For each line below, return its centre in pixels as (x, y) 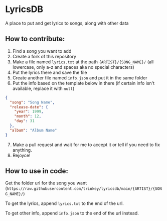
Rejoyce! (22, 155)
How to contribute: (35, 39)
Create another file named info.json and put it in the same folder (80, 78)
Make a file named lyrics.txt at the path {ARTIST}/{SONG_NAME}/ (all (83, 62)
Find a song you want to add (42, 51)
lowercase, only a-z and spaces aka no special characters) (73, 67)
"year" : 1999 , (29, 112)
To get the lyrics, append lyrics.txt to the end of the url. (64, 203)
